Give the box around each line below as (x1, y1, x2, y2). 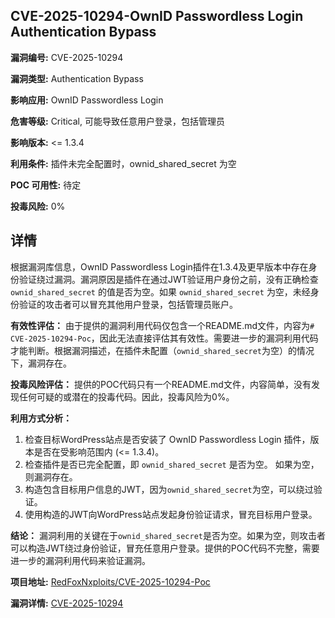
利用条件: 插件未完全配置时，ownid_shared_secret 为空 (10, 157, 237, 169)
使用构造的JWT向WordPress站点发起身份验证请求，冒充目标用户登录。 (24, 508, 318, 520)
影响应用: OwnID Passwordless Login (10, 94, 164, 106)
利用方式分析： (10, 412, 72, 424)
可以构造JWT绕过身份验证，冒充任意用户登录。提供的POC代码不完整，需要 (10, 542, 320, 554)
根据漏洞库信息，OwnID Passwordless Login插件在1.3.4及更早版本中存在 (10, 260, 309, 273)
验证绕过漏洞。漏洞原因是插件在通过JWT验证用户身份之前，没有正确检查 (18, 273, 319, 285)
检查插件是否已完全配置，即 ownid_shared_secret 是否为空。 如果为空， (24, 458, 320, 470)
